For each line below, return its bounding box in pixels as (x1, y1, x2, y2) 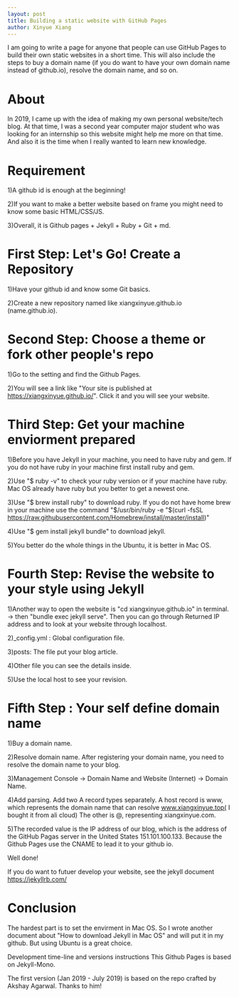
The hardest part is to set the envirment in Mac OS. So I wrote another (7, 923, 213, 932)
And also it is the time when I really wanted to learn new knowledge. (7, 137, 207, 146)
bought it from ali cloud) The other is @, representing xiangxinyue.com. (7, 811, 216, 819)
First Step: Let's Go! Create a (7, 246, 181, 263)
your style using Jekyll (7, 581, 144, 597)
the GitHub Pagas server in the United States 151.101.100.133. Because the (7, 832, 223, 841)
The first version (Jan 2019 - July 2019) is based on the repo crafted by (7, 973, 217, 982)
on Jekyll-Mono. (7, 960, 55, 968)
